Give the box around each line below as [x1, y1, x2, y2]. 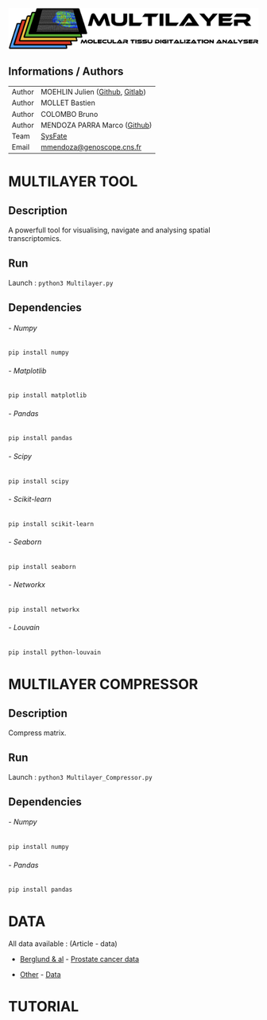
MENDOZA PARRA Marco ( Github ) [41, 120, 153, 130]
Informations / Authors [8, 64, 124, 78]
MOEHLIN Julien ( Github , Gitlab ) [41, 88, 147, 97]
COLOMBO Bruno [41, 109, 99, 119]
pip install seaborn [8, 563, 77, 570]
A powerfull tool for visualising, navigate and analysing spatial [8, 225, 211, 235]
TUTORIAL [8, 998, 79, 1016]
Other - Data [19, 969, 61, 979]
